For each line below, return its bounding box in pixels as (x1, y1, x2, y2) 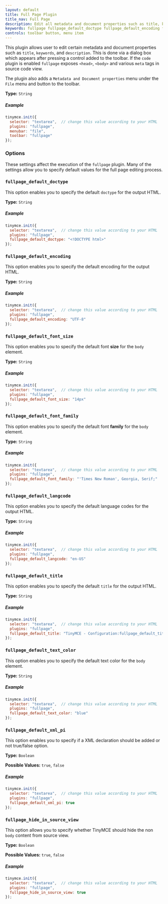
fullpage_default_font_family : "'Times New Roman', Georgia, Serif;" (9, 477, 157, 482)
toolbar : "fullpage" (9, 133, 52, 138)
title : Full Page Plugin (5, 12, 57, 17)
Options (5, 150, 25, 157)
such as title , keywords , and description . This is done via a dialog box (5, 50, 151, 56)
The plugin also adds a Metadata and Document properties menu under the (5, 76, 159, 81)
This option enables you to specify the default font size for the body (5, 344, 144, 350)
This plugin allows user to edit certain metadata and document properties (5, 45, 156, 50)
